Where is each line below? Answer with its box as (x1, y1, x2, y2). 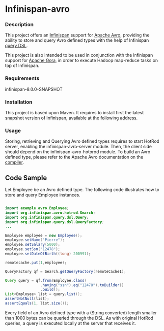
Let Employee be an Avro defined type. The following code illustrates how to (5, 187, 160, 193)
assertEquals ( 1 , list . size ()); (5, 301, 69, 306)
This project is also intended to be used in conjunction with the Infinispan (5, 52, 153, 58)
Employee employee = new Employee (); (5, 233, 82, 238)
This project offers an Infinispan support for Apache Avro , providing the (5, 32, 150, 38)
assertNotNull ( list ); (5, 297, 50, 301)
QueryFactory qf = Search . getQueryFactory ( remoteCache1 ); (5, 269, 126, 274)
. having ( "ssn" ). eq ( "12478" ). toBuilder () (40, 282, 124, 288)
